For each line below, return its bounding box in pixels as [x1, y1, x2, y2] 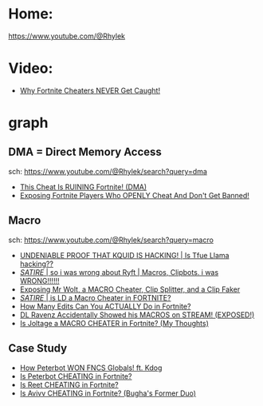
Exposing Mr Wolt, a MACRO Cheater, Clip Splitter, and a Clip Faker [19, 285, 241, 294]
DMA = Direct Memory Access [8, 145, 162, 159]
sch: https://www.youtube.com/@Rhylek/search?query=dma [8, 166, 207, 176]
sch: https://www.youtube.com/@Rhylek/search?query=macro [8, 235, 214, 245]
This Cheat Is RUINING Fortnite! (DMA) [19, 181, 147, 192]
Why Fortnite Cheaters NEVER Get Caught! [19, 86, 161, 95]
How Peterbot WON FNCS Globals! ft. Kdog [19, 363, 163, 372]
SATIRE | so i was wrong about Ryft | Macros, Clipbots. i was [19, 267, 219, 277]
